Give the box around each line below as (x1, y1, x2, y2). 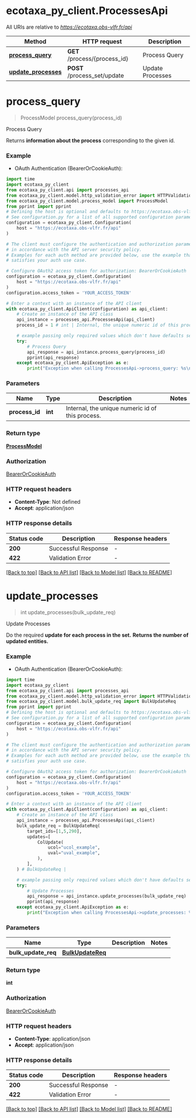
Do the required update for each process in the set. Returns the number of (6, 631, 189, 638)
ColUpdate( (37, 839, 64, 845)
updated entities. (6, 637, 48, 645)
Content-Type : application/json (14, 1035, 90, 1042)
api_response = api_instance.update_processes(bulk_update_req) (27, 893, 187, 900)
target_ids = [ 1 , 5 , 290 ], (27, 828, 82, 834)
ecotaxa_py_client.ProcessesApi (6, 4, 168, 18)
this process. (66, 412, 101, 420)
